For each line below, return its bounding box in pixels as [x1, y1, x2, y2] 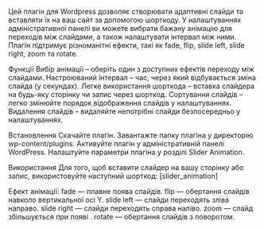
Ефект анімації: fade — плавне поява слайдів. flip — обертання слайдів [8, 187, 250, 196]
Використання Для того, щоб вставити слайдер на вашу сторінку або [8, 163, 244, 172]
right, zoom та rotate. [8, 49, 78, 58]
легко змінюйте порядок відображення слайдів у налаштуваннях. [8, 99, 232, 107]
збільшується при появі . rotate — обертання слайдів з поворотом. [8, 212, 235, 221]
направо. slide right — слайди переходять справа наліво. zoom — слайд [8, 204, 254, 213]
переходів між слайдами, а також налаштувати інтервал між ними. [8, 32, 237, 41]
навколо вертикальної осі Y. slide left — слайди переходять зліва [8, 195, 229, 204]
